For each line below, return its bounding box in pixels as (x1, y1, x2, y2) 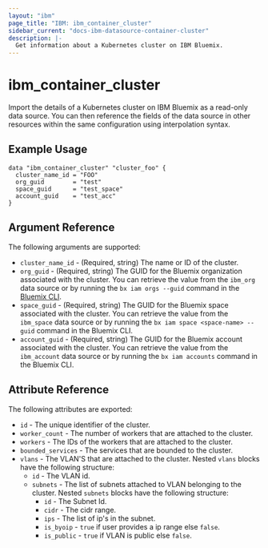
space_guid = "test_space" (15, 185, 124, 193)
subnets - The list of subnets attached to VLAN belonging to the (31, 479, 242, 489)
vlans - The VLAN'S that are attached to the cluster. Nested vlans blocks (19, 453, 260, 463)
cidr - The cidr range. (43, 505, 117, 514)
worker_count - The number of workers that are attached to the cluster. (19, 428, 254, 437)
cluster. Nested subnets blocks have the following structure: (31, 488, 230, 498)
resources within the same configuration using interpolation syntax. (8, 119, 230, 129)
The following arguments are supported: (8, 242, 142, 252)
